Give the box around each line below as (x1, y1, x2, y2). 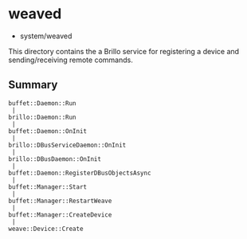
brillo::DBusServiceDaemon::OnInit (8, 141, 127, 149)
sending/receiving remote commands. (8, 55, 133, 65)
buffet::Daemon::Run (8, 99, 77, 108)
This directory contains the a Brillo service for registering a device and (8, 46, 240, 56)
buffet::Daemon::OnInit (8, 127, 88, 135)
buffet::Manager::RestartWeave (8, 197, 112, 205)
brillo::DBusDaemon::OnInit (8, 155, 102, 163)
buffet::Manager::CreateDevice (8, 210, 112, 219)
